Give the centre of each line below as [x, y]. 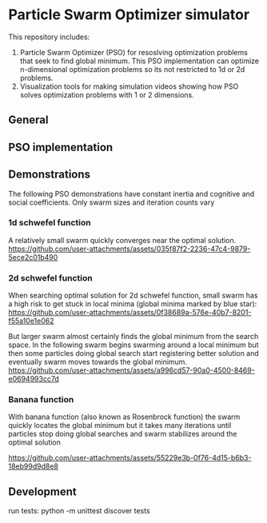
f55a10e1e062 [31, 321]
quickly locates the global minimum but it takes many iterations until [120, 425]
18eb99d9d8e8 [33, 466]
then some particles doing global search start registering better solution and [134, 353]
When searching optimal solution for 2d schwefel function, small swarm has [133, 295]
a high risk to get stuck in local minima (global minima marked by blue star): [133, 304]
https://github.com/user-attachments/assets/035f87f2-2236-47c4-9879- [130, 249]
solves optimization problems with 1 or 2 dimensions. [107, 94]
